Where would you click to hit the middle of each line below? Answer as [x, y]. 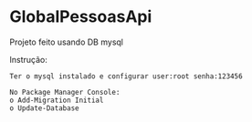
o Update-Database [44, 108]
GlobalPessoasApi [81, 17]
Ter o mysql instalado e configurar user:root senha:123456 [126, 76]
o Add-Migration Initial [57, 100]
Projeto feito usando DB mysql [66, 42]
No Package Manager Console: [65, 92]
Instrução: [28, 59]
